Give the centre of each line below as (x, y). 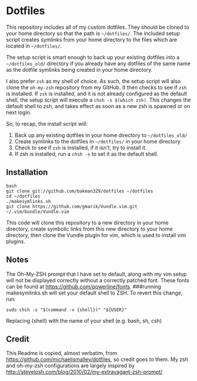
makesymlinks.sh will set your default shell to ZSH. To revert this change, (94, 293)
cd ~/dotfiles (23, 196)
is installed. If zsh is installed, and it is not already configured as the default (97, 93)
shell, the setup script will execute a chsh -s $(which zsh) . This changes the (98, 100)
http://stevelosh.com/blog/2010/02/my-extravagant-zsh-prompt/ (84, 372)
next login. (19, 112)
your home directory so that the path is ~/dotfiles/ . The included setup (93, 33)
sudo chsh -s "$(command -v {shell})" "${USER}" (67, 310)
